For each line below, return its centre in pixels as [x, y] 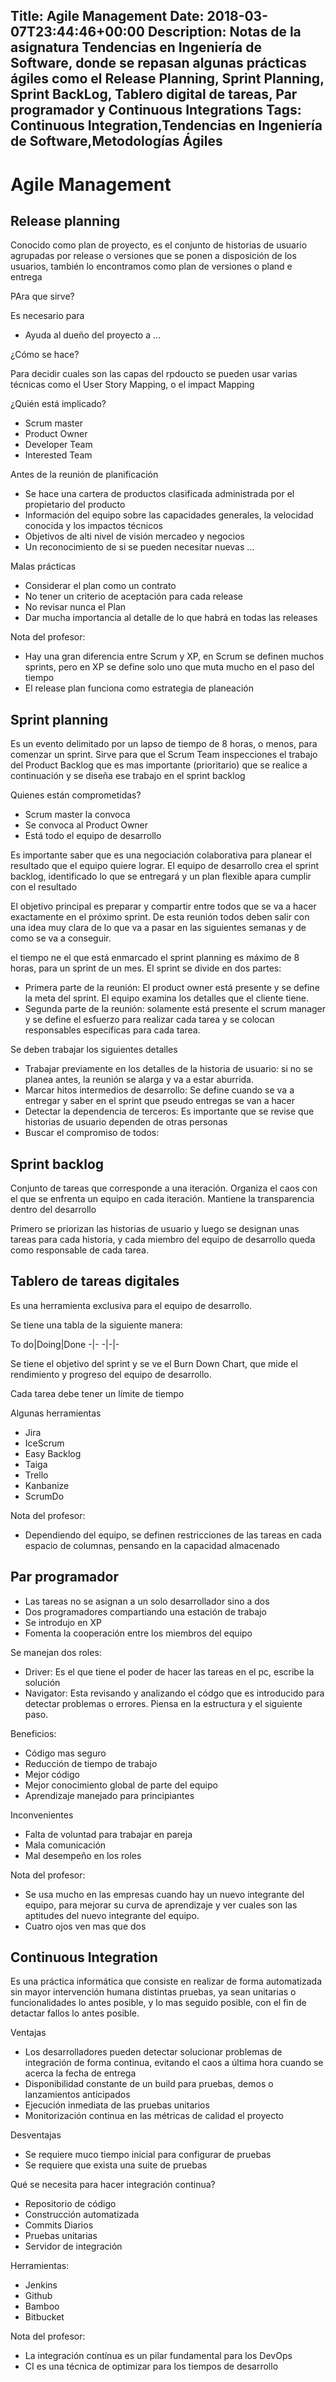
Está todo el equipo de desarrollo [93, 836]
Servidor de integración [73, 2246]
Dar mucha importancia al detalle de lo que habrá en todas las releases [171, 618]
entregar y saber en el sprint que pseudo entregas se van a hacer [160, 1101]
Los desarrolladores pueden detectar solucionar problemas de [153, 2052]
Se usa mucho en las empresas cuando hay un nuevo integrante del [164, 1894]
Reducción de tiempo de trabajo [91, 1763]
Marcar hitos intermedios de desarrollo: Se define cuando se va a [159, 1090]
